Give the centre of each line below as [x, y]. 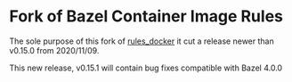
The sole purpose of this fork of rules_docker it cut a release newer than [142, 41]
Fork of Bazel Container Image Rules [146, 16]
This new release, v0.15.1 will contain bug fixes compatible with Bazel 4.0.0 [146, 68]
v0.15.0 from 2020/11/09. [54, 50]
